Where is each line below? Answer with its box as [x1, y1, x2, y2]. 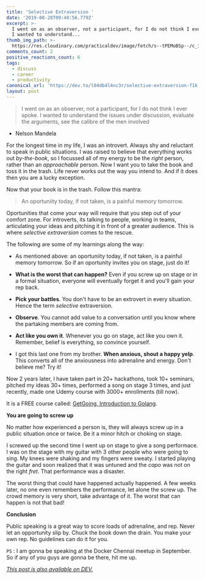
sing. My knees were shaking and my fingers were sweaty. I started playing [6, 455, 196, 462]
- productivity [12, 77, 51, 83]
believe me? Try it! [15, 363, 62, 371]
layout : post [6, 88, 40, 94]
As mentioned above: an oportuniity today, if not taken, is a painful [15, 252, 182, 260]
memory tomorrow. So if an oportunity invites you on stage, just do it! [15, 258, 190, 266]
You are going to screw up [6, 411, 74, 419]
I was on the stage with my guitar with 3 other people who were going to [6, 448, 189, 455]
